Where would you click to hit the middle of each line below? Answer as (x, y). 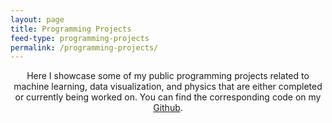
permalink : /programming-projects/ (84, 47)
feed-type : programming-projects (80, 38)
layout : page (37, 19)
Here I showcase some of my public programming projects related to (168, 76)
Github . (168, 108)
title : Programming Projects (71, 29)
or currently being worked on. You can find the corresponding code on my (168, 97)
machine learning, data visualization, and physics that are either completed (168, 87)
